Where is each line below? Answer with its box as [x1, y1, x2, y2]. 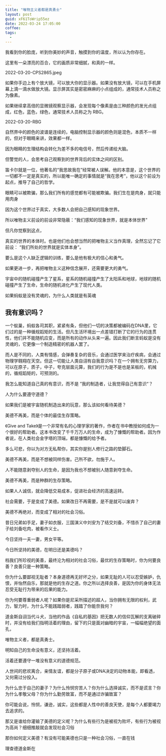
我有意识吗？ [5, 308, 44, 317]
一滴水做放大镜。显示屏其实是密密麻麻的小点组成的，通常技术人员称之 [18, 86, 161, 92]
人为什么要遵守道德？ [5, 391, 48, 397]
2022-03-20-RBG [5, 118, 41, 124]
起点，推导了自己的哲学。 [5, 179, 57, 185]
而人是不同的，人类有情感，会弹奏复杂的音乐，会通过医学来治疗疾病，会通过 [5, 351, 161, 357]
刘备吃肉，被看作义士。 [13, 526, 62, 532]
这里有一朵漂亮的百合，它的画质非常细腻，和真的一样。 [5, 59, 118, 65]
